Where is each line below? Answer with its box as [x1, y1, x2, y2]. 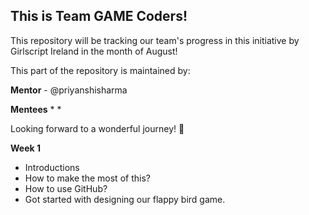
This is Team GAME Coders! [10, 8, 188, 25]
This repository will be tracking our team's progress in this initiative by [10, 34, 300, 46]
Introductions [24, 161, 80, 173]
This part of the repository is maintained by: [10, 64, 191, 76]
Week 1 [10, 142, 41, 154]
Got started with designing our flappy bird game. [24, 193, 226, 205]
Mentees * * [10, 103, 62, 115]
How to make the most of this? [24, 172, 151, 184]
